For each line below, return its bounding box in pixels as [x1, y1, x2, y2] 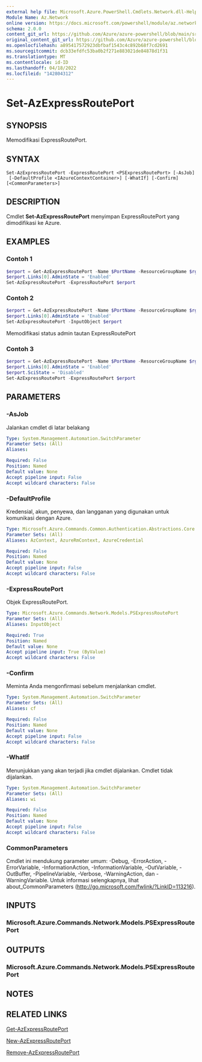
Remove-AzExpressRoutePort [6, 1049, 80, 1056]
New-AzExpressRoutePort [6, 1037, 71, 1044]
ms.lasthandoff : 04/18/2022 [6, 65, 77, 71]
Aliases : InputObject [6, 621, 61, 627]
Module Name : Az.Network [6, 14, 69, 21]
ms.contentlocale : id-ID [6, 59, 69, 65]
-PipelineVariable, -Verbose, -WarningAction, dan [32, 870, 155, 877]
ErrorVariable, [6, 864, 41, 871]
